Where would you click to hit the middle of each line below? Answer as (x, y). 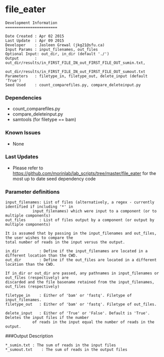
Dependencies (23, 97)
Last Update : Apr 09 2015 (35, 41)
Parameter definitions (33, 192)
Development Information (31, 23)
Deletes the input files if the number (47, 318)
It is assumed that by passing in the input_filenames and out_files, (81, 234)
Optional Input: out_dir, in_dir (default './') (57, 54)
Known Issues (23, 133)
